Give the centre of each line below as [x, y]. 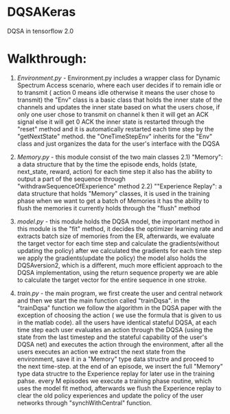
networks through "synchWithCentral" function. [84, 402]
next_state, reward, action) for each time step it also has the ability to [115, 171]
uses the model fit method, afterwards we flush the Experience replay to [119, 388]
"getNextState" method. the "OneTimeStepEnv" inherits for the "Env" [115, 136]
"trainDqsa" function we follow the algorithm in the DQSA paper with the [119, 307]
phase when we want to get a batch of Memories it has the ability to [113, 201]
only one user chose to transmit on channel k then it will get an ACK [113, 114]
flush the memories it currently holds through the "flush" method [108, 208]
